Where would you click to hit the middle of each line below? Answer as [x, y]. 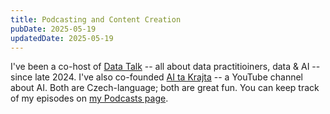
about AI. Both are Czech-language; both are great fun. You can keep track [165, 88]
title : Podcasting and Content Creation [96, 19]
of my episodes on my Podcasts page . [89, 98]
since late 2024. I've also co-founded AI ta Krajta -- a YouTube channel [156, 77]
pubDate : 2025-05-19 [53, 29]
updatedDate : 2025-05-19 [62, 38]
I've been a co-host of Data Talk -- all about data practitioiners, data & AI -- [165, 67]
